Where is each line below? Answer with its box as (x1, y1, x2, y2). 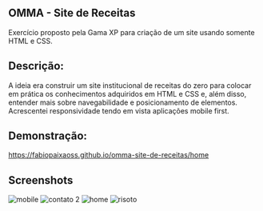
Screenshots (8, 173, 74, 187)
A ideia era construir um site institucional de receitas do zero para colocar (8, 80, 252, 90)
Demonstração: (8, 129, 88, 143)
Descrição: (8, 59, 64, 73)
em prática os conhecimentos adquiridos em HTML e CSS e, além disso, (8, 89, 247, 98)
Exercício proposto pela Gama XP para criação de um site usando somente (8, 27, 255, 37)
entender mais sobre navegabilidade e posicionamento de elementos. (8, 98, 238, 107)
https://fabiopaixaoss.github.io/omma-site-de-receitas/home (8, 150, 209, 160)
